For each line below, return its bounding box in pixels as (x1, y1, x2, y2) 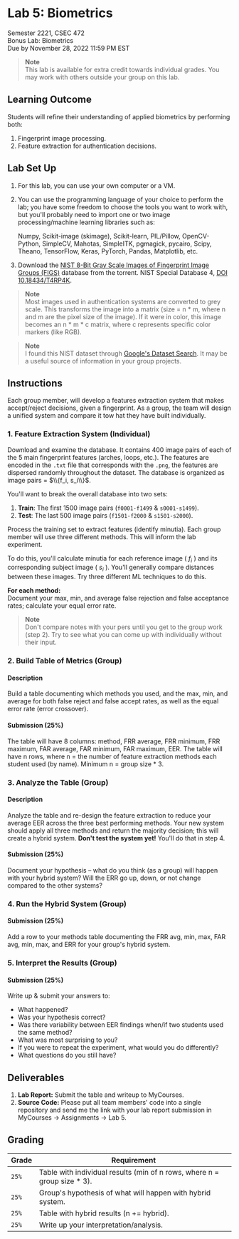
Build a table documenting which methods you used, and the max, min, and (7, 689, 228, 698)
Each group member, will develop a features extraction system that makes (7, 396, 225, 405)
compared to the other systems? (7, 881, 103, 890)
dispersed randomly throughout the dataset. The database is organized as (7, 468, 225, 476)
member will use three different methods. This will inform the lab (7, 532, 197, 541)
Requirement (111, 1155, 156, 1165)
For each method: (7, 586, 61, 595)
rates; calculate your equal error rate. (7, 601, 117, 610)
